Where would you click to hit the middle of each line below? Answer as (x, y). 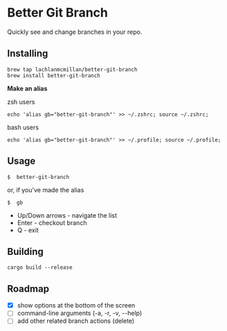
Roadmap (28, 289)
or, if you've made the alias (46, 190)
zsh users (21, 102)
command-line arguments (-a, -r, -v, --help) (80, 313)
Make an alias (27, 88)
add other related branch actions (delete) (76, 321)
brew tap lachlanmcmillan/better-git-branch (72, 69)
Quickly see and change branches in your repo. (75, 32)
